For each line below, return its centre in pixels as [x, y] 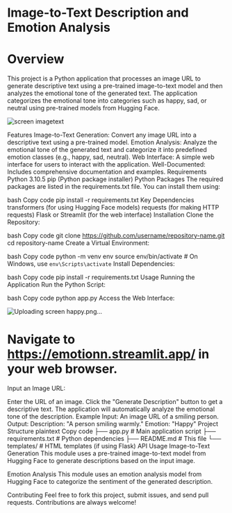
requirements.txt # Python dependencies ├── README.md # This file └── [114, 439]
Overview [36, 59]
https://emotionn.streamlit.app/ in [108, 354]
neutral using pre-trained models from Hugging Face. [83, 108]
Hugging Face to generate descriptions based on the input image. [101, 461]
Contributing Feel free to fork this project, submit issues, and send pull [108, 495]
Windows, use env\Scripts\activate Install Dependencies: [91, 264]
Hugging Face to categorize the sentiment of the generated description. [110, 482]
